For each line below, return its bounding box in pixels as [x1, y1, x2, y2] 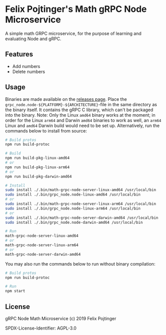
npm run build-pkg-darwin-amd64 [5, 174, 72, 179]
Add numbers [12, 63, 41, 69]
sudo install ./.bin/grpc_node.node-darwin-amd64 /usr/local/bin [5, 220, 143, 225]
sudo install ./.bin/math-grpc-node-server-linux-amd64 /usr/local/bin [5, 188, 156, 193]
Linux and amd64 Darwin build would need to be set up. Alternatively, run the [5, 123, 160, 129]
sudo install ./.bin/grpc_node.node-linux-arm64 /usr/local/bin [5, 206, 141, 211]
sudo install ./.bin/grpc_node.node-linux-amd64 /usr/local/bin [5, 192, 141, 197]
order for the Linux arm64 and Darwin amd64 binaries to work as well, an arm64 [5, 117, 162, 123]
